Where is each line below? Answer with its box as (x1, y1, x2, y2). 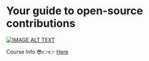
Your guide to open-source (6, 4, 143, 18)
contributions (6, 17, 76, 30)
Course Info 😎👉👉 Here (6, 48, 69, 55)
